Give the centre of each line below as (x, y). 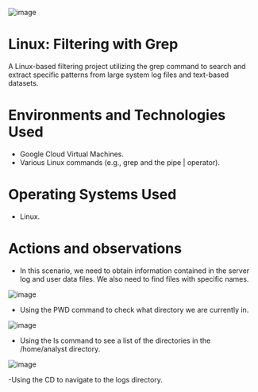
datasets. (23, 83)
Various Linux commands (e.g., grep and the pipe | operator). (120, 162)
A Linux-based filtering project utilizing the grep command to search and (127, 66)
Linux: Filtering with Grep (93, 44)
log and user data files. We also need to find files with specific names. (134, 279)
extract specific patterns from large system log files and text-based (119, 75)
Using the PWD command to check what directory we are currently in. (134, 309)
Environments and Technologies (117, 115)
